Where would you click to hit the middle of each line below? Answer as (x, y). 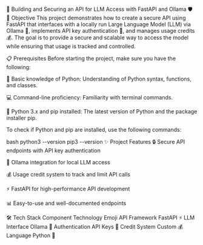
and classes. (22, 85)
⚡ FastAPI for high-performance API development (68, 189)
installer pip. (22, 118)
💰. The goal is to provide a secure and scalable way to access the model (98, 38)
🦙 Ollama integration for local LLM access (58, 162)
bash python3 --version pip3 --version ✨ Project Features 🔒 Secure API (96, 142)
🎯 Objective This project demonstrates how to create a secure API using (96, 18)
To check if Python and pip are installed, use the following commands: (94, 129)
